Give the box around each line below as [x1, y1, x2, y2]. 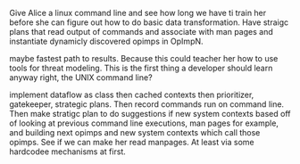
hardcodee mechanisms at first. [9, 146, 127, 157]
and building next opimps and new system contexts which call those [9, 127, 261, 137]
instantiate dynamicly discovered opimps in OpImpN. [9, 36, 204, 46]
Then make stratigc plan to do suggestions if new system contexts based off [9, 109, 291, 119]
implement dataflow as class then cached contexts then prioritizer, [9, 89, 254, 100]
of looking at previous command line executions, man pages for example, [9, 118, 279, 128]
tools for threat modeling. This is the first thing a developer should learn [9, 62, 273, 73]
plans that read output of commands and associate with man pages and [9, 27, 274, 37]
